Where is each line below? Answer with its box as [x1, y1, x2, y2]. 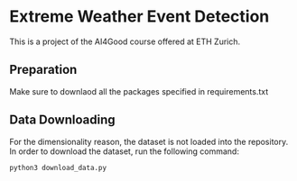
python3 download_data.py [9, 163, 107, 172]
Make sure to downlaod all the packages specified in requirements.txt [9, 86, 269, 96]
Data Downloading [9, 113, 116, 128]
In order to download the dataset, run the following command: [9, 146, 239, 157]
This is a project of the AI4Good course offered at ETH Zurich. [9, 36, 241, 47]
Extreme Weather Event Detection [9, 6, 270, 27]
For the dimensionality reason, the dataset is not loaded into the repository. [9, 136, 289, 147]
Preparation [9, 62, 78, 77]
